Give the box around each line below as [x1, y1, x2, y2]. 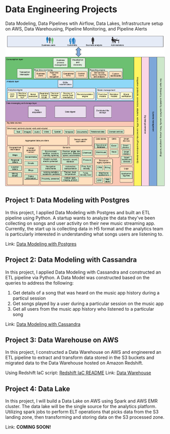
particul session [12, 295, 46, 301]
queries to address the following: [5, 280, 74, 286]
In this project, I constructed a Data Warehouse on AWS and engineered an [5, 349, 162, 355]
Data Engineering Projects [5, 4, 117, 15]
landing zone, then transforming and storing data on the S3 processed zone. [5, 414, 164, 420]
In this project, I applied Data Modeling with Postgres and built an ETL [5, 209, 150, 215]
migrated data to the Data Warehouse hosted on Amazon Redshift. [5, 360, 143, 366]
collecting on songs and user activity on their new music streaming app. [5, 220, 155, 226]
